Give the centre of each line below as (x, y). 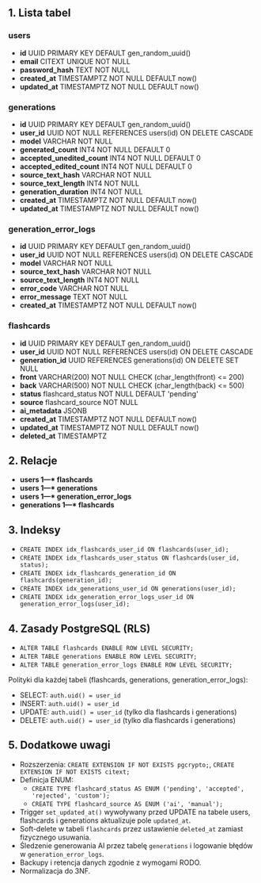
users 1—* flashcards (56, 480)
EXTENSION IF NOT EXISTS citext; (75, 772)
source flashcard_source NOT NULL (79, 402)
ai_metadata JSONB (53, 411)
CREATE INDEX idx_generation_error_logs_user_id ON (106, 598)
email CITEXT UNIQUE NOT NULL (75, 61)
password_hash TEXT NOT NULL (75, 70)
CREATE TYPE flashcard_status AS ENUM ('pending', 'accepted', (138, 789)
